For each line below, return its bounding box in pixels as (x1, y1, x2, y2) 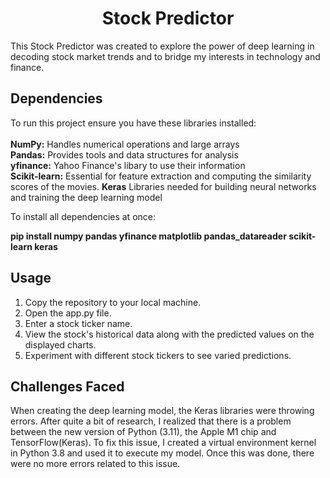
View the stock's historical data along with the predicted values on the (24, 328, 315, 340)
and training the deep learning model (10, 191, 163, 203)
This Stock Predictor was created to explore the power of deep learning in (10, 40, 315, 52)
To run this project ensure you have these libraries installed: (10, 117, 257, 129)
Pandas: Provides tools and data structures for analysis (10, 148, 239, 161)
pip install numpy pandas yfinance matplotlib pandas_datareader (10, 230, 287, 242)
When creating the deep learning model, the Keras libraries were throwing (10, 405, 315, 417)
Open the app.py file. (24, 307, 112, 319)
